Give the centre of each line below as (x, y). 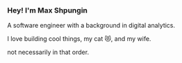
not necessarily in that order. (48, 52)
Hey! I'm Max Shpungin (48, 10)
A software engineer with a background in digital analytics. (91, 26)
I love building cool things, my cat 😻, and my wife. (79, 39)
